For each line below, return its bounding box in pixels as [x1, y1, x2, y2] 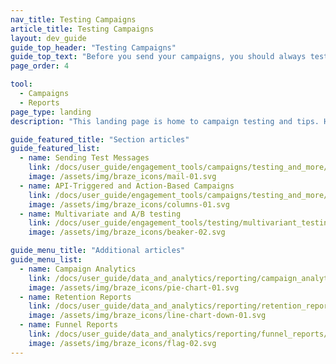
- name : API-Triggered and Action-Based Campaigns [19, 181, 235, 191]
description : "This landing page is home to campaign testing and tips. [10, 116, 320, 126]
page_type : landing [10, 107, 92, 117]
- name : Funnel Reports [19, 320, 118, 330]
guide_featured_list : [10, 144, 101, 154]
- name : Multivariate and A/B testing [19, 209, 182, 219]
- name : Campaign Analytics [19, 264, 137, 274]
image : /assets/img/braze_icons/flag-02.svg [28, 338, 217, 348]
